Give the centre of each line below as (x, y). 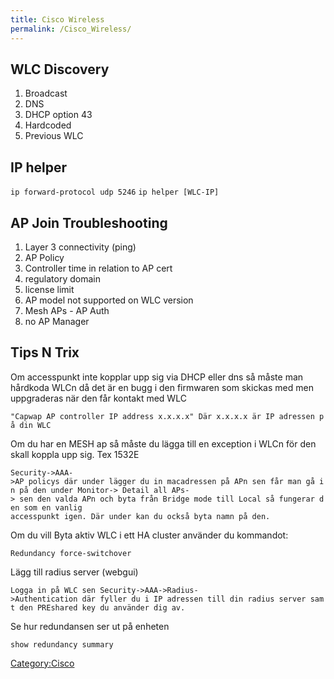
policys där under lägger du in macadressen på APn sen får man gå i (176, 481)
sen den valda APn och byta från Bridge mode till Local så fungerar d (172, 499)
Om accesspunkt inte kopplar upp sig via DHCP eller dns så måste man (157, 377)
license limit (49, 289)
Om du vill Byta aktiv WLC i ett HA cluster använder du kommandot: (149, 535)
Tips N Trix (45, 352)
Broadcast (46, 93)
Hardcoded (48, 125)
